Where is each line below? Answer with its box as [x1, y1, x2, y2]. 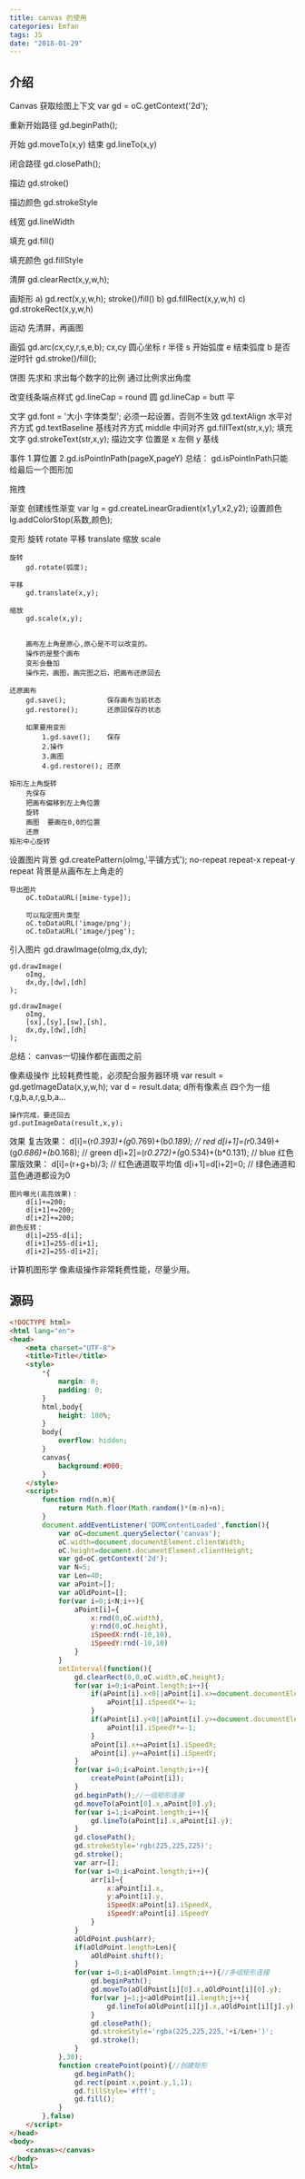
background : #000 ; [57, 1461, 124, 1471]
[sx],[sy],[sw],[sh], [25, 1018, 107, 1027]
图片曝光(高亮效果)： [9, 1190, 79, 1199]
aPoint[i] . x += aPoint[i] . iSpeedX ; [90, 1740, 218, 1749]
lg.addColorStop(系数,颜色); [9, 514, 113, 525]
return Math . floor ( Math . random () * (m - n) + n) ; [57, 1504, 225, 1513]
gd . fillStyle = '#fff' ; [74, 2086, 156, 2095]
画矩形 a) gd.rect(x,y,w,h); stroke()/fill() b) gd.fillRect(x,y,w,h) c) [9, 293, 246, 304]
